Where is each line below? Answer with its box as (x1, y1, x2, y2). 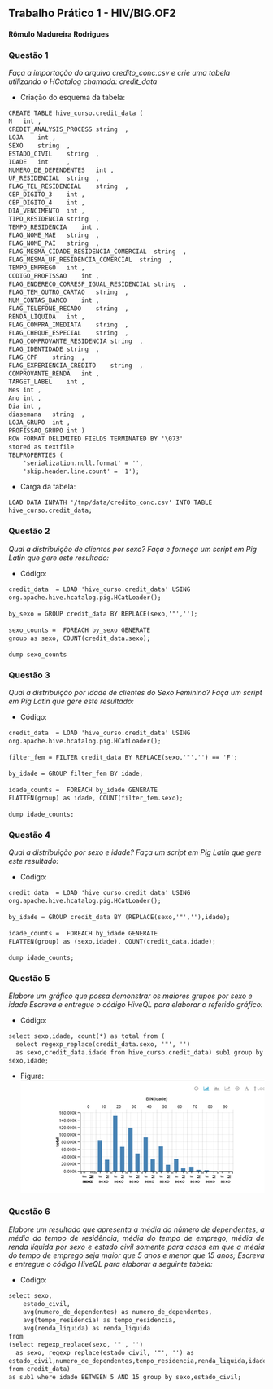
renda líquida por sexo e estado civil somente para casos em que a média (8, 1242, 265, 1251)
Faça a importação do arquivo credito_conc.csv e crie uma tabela (8, 68, 231, 78)
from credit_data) (8, 1365, 71, 1373)
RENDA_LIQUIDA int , (8, 313, 85, 321)
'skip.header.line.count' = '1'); (23, 467, 140, 475)
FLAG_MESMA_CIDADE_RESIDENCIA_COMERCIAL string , (8, 248, 187, 256)
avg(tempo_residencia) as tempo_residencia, (23, 1316, 176, 1324)
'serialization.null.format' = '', (23, 459, 144, 467)
